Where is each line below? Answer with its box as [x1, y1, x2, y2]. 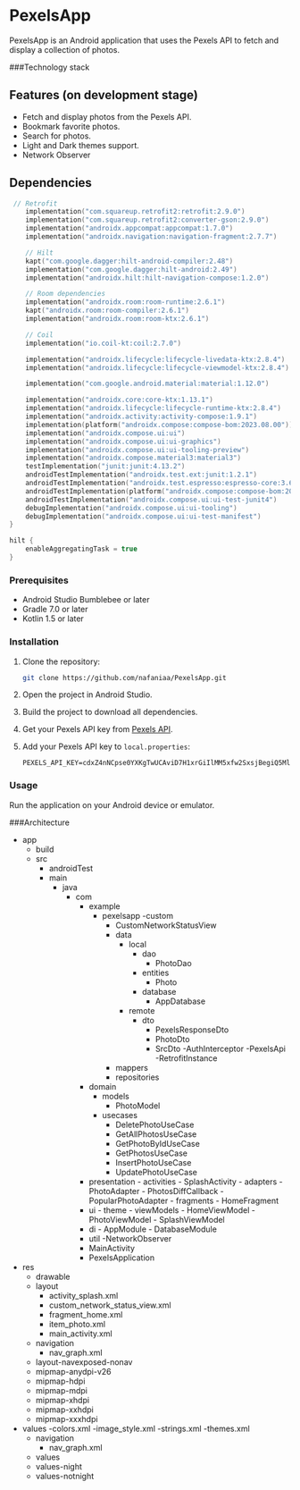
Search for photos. [21, 130, 92, 141]
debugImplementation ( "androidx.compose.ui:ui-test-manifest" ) [25, 511, 262, 521]
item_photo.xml [48, 1318, 105, 1329]
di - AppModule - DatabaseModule [88, 1224, 217, 1234]
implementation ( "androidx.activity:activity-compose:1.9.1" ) [25, 412, 257, 421]
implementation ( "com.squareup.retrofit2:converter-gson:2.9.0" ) [25, 215, 270, 224]
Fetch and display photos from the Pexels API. [21, 111, 192, 122]
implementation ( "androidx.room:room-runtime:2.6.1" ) [25, 298, 226, 307]
